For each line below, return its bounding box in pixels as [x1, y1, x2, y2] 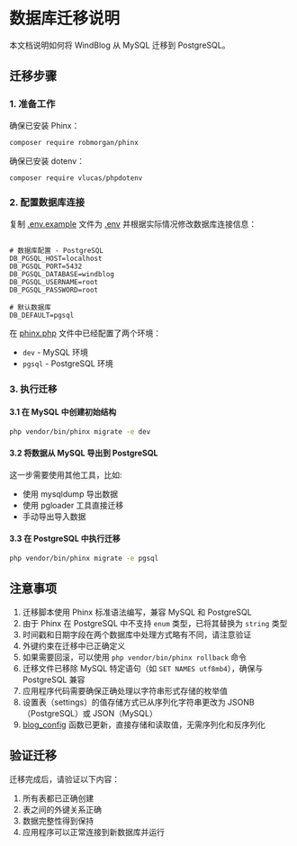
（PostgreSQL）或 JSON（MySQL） [22, 707, 157, 718]
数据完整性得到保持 [22, 815, 94, 826]
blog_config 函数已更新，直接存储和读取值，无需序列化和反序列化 [22, 719, 265, 730]
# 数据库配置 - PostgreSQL [9, 246, 103, 255]
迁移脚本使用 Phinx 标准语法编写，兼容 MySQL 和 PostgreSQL [22, 607, 252, 617]
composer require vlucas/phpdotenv [9, 173, 143, 183]
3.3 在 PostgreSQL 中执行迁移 [9, 533, 121, 544]
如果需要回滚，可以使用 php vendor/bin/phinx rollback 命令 [22, 652, 247, 662]
